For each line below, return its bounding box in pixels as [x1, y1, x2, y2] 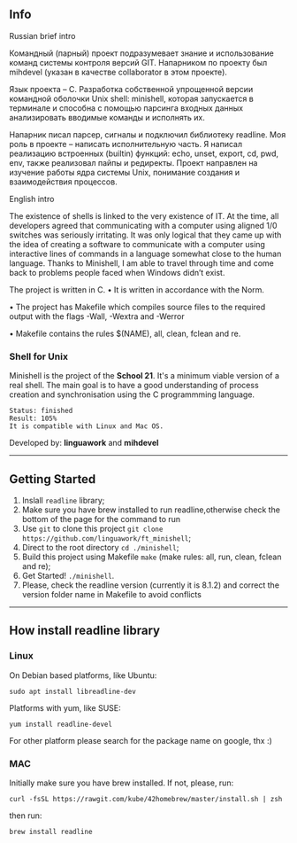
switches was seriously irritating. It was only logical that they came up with [9, 230, 282, 240]
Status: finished [9, 407, 73, 416]
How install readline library [9, 623, 161, 638]
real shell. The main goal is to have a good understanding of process [9, 380, 259, 391]
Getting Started [9, 472, 96, 487]
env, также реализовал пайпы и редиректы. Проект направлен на [9, 157, 258, 168]
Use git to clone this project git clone [21, 523, 164, 534]
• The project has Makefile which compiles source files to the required [9, 301, 266, 312]
